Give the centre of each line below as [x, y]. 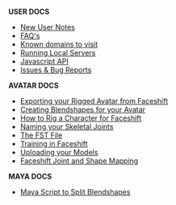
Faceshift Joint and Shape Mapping [79, 161]
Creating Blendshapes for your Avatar [83, 109]
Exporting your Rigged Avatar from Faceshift [94, 101]
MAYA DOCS [30, 176]
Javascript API [44, 61]
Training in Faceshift [54, 143]
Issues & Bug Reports [56, 70]
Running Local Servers [58, 53]
